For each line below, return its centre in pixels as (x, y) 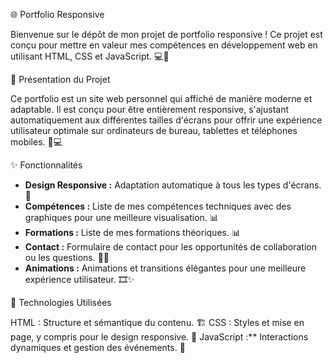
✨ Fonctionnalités (46, 165)
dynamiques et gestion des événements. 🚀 (98, 347)
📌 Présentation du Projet (60, 79)
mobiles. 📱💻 (36, 142)
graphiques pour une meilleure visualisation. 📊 (121, 217)
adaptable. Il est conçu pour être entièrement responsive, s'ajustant (150, 109)
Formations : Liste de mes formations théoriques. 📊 (132, 232)
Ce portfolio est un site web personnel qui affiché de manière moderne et (161, 98)
